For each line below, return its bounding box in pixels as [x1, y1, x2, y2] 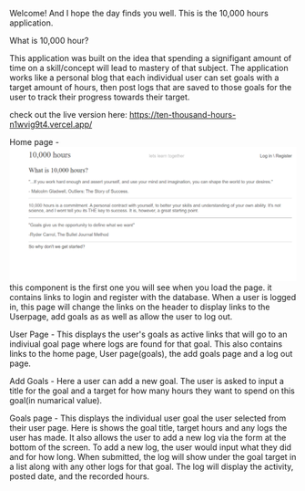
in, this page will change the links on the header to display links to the [9, 301, 270, 312]
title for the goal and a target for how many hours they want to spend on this [9, 385, 296, 396]
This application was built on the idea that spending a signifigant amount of [9, 53, 292, 63]
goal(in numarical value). [9, 394, 103, 405]
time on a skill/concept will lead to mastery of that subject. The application [9, 63, 289, 73]
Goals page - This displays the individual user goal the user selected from [9, 413, 287, 423]
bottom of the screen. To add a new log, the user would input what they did [9, 442, 291, 453]
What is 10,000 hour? [9, 36, 89, 46]
